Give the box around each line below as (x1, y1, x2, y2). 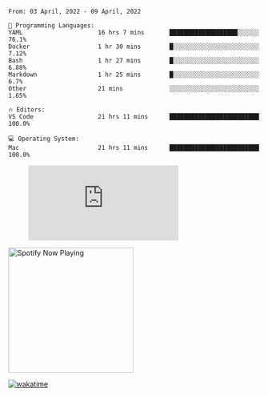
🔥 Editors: (8, 106, 46, 114)
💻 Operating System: (8, 135, 80, 143)
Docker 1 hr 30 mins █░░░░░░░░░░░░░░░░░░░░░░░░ (8, 42, 260, 51)
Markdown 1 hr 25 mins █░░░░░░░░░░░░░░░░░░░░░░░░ (8, 71, 260, 79)
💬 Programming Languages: (8, 22, 94, 30)
